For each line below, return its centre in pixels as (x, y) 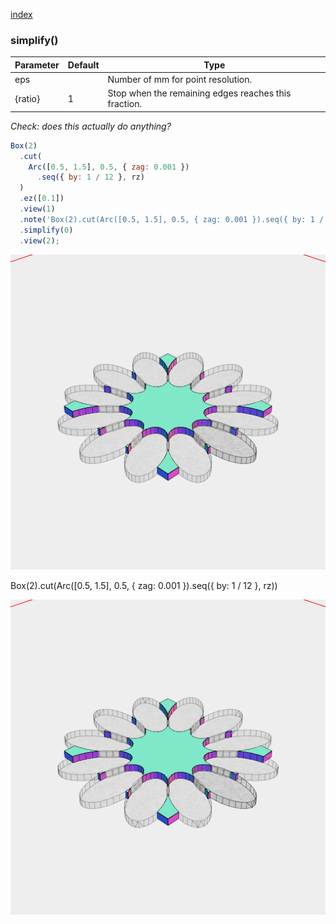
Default (83, 65)
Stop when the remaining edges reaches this (199, 93)
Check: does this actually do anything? (91, 126)
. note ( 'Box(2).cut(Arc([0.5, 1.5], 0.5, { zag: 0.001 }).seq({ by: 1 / (172, 219)
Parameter (37, 65)
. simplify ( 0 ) (46, 230)
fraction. (125, 104)
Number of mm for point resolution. (180, 80)
